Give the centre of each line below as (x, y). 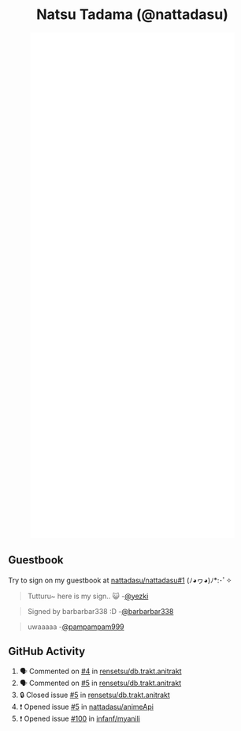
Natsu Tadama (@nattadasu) (132, 15)
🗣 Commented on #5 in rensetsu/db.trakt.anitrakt (100, 683)
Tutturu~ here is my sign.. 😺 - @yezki (88, 596)
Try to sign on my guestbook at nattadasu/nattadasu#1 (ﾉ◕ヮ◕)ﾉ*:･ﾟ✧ (120, 580)
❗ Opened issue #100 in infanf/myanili (80, 718)
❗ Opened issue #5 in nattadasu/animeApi (86, 707)
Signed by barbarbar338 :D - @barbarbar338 (100, 611)
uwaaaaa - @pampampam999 (76, 627)
